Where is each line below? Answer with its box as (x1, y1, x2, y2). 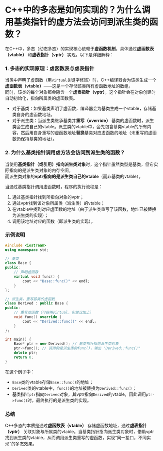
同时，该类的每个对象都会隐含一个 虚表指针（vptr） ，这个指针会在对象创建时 (5, 89, 156, 95)
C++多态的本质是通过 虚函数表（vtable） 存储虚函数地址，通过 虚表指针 (5, 423, 147, 429)
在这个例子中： (5, 368, 35, 374)
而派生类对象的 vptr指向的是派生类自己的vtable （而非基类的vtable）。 (5, 173, 143, 179)
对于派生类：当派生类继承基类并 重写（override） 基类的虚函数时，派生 (12, 117, 154, 124)
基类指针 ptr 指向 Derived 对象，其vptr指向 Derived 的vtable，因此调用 (12, 391, 147, 397)
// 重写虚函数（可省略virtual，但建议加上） (14, 310, 94, 315)
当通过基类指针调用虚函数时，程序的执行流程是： (5, 184, 103, 189)
